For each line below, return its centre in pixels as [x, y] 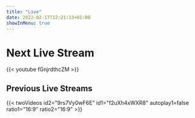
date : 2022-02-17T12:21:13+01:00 [48, 17]
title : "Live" [24, 12]
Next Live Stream [51, 53]
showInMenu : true [28, 23]
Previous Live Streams [49, 88]
